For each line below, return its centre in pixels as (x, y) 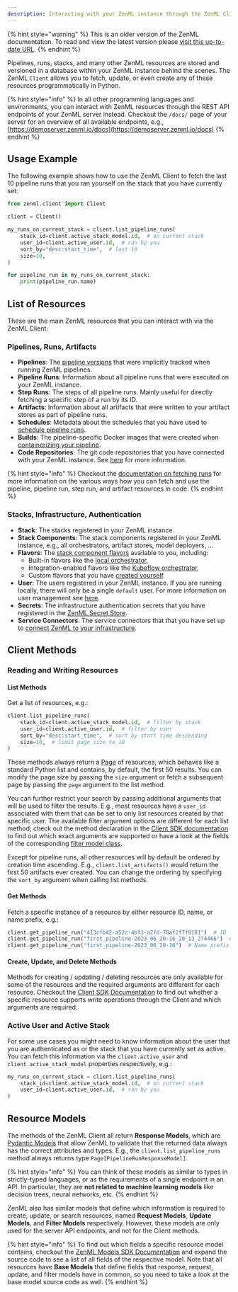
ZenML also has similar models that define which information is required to (116, 1208)
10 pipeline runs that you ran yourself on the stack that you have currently (115, 183)
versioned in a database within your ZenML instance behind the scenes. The (119, 70)
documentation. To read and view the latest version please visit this (106, 41)
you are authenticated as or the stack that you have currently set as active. (117, 1048)
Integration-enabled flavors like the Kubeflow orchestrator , (114, 568)
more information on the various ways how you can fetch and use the (109, 481)
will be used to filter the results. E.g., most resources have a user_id (107, 806)
